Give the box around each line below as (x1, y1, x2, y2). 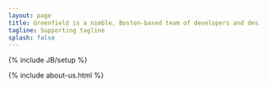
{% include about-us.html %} (8, 70, 104, 80)
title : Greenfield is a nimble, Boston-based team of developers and (8, 19, 245, 27)
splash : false (8, 33, 56, 42)
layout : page (8, 11, 52, 20)
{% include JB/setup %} (8, 55, 88, 65)
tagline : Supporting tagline (8, 26, 105, 34)
